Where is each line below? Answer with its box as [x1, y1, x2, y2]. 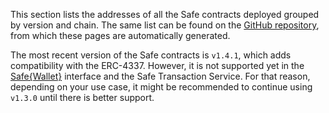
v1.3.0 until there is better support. [10, 92, 155, 103]
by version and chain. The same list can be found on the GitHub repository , [10, 19, 320, 31]
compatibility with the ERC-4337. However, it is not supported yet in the [10, 60, 305, 71]
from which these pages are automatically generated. [10, 30, 231, 41]
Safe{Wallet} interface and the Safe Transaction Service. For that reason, [10, 70, 311, 82]
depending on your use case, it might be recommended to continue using [10, 81, 313, 93]
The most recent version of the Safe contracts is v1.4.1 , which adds [10, 49, 292, 61]
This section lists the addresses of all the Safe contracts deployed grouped [10, 9, 320, 20]
